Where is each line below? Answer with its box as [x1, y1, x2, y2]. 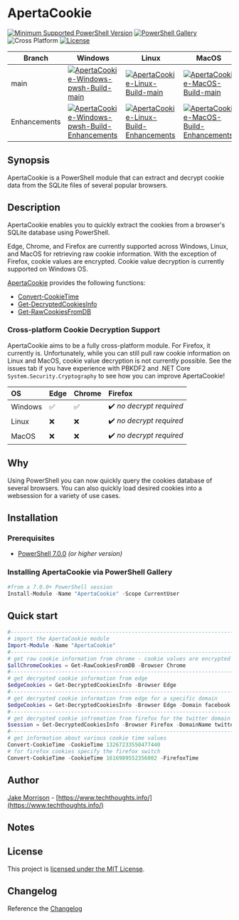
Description [7, 202, 60, 214]
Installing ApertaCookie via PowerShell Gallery [7, 567, 173, 577]
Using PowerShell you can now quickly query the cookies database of [7, 476, 213, 485]
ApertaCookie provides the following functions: [7, 278, 146, 286]
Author [7, 775, 39, 787]
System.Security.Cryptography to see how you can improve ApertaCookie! [7, 371, 225, 380]
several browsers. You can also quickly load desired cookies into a [7, 483, 203, 492]
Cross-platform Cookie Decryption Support [7, 325, 160, 335]
